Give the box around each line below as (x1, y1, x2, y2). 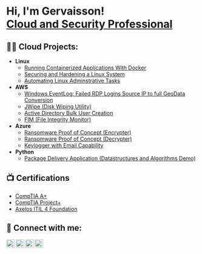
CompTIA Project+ (15, 199, 62, 206)
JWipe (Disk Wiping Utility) (24, 103, 92, 110)
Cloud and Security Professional (6, 17, 173, 31)
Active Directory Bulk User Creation (24, 110, 113, 116)
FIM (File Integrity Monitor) (24, 116, 92, 123)
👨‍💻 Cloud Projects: (6, 41, 79, 52)
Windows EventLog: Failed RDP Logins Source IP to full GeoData (24, 90, 186, 97)
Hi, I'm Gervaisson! (6, 4, 105, 18)
